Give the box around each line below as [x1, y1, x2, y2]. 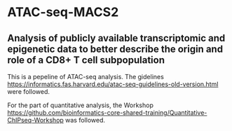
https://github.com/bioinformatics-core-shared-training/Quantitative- [7, 109, 207, 116]
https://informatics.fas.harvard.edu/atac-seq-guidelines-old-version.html [7, 80, 219, 88]
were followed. [7, 88, 50, 95]
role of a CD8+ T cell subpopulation [7, 54, 165, 66]
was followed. [65, 116, 106, 124]
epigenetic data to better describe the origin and [7, 43, 223, 55]
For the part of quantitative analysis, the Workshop [7, 101, 154, 109]
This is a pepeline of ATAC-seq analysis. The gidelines [7, 73, 165, 81]
